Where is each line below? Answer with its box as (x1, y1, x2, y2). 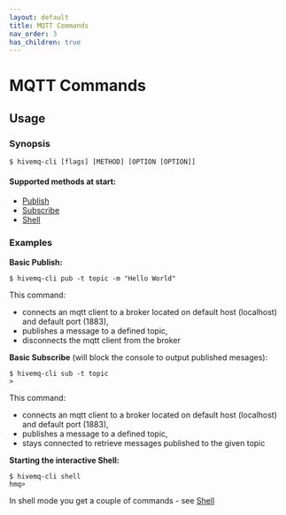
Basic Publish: (9, 257, 64, 267)
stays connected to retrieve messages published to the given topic (21, 437, 266, 448)
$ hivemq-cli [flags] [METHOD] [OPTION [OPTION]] (9, 158, 197, 166)
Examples (9, 236, 53, 249)
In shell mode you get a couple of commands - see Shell (9, 495, 215, 505)
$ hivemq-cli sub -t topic (9, 369, 109, 378)
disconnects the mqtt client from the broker (21, 334, 182, 345)
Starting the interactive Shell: (9, 455, 120, 465)
